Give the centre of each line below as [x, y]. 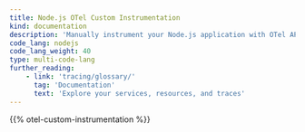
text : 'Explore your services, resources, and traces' [139, 93]
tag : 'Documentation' [74, 85]
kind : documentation [49, 26]
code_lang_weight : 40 [50, 52]
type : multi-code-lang [52, 60]
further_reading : [42, 69]
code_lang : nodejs [44, 43]
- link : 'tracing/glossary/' [81, 77]
